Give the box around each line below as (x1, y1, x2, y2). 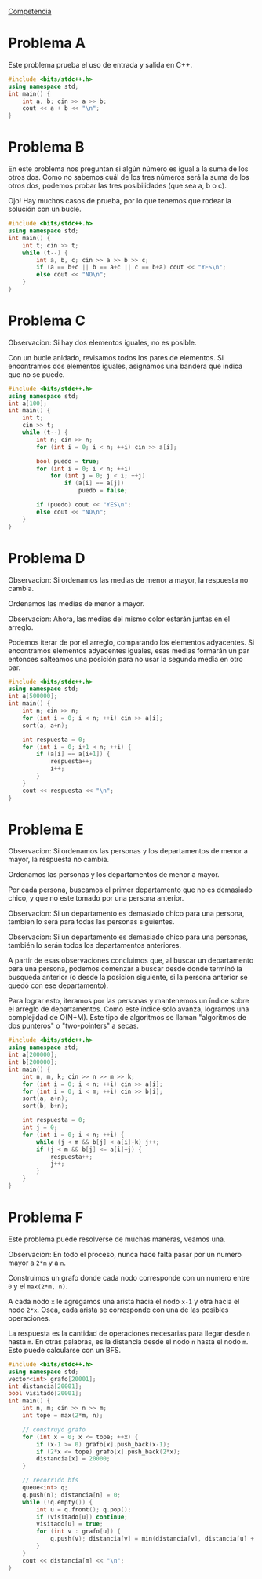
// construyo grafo (22, 1425, 86, 1434)
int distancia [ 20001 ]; (8, 1382, 82, 1391)
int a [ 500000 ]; (8, 693, 58, 700)
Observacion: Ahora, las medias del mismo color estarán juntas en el (8, 614, 230, 623)
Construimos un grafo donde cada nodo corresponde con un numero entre (8, 1273, 250, 1282)
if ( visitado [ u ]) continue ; (36, 1513, 128, 1521)
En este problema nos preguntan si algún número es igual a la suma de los (8, 164, 249, 174)
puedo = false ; (78, 487, 128, 495)
